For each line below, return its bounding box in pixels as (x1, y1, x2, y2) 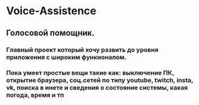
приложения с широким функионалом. (6, 53, 127, 61)
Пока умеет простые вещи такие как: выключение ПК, (6, 69, 175, 77)
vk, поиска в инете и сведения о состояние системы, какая (6, 84, 188, 92)
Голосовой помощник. (6, 28, 95, 38)
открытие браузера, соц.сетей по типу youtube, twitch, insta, (6, 76, 194, 84)
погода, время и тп (6, 91, 64, 99)
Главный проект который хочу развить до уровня (6, 46, 159, 54)
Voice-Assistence (6, 4, 97, 18)
